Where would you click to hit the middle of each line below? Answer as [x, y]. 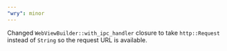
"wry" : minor [26, 13]
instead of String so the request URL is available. [77, 40]
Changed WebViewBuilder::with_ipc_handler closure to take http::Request [113, 33]
